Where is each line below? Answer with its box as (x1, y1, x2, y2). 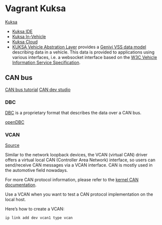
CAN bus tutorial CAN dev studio (5, 86, 71, 93)
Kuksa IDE (12, 28, 33, 34)
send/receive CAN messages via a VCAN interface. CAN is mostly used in (5, 162, 153, 168)
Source (5, 142, 19, 149)
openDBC (5, 119, 24, 125)
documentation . (5, 182, 37, 188)
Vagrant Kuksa (5, 3, 66, 14)
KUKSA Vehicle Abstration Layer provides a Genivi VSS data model (12, 44, 146, 50)
